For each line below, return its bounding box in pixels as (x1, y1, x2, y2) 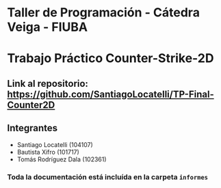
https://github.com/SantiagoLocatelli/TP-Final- (7, 88, 214, 100)
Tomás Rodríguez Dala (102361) (16, 155, 107, 163)
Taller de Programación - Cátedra (7, 5, 200, 21)
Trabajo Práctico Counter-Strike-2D (7, 51, 214, 66)
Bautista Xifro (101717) (16, 148, 80, 156)
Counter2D (7, 99, 55, 111)
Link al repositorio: (7, 77, 89, 90)
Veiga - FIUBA (7, 19, 88, 35)
